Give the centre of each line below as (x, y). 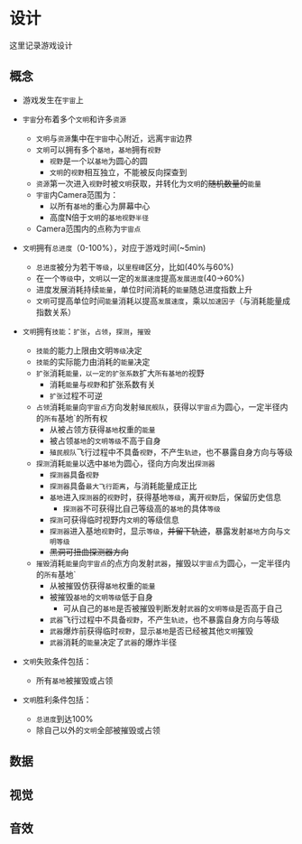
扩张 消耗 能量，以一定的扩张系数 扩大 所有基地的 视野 (120, 373)
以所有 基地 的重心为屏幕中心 (100, 206)
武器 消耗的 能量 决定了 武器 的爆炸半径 (113, 642)
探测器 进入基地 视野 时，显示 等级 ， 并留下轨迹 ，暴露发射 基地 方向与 (166, 531)
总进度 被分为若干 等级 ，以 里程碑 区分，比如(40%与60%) (135, 266)
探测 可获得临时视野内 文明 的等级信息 (114, 519)
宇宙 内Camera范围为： (77, 194)
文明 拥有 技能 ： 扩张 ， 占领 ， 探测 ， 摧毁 (87, 331)
